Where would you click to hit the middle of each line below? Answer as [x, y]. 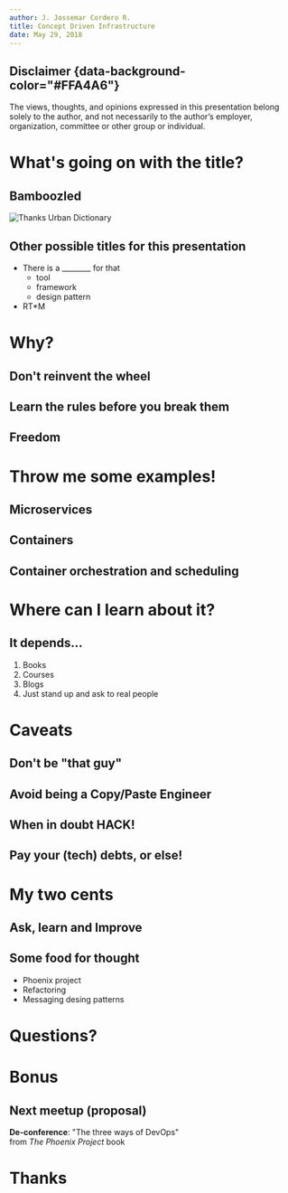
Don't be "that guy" [66, 763]
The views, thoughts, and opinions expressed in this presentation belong [144, 107]
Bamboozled [46, 196]
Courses [38, 674]
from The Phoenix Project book [67, 1142]
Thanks [38, 1178]
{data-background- [130, 71]
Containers [42, 540]
